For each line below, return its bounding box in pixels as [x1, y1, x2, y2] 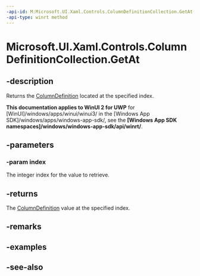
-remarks [6, 222, 42, 232]
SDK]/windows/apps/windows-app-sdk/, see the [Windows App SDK [6, 116, 177, 123]
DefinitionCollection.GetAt [6, 52, 140, 66]
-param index [6, 157, 46, 166]
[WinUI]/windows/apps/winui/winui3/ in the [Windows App [6, 110, 150, 117]
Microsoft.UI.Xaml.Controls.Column [6, 40, 187, 54]
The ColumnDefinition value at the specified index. [6, 204, 130, 212]
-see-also [6, 262, 43, 272]
